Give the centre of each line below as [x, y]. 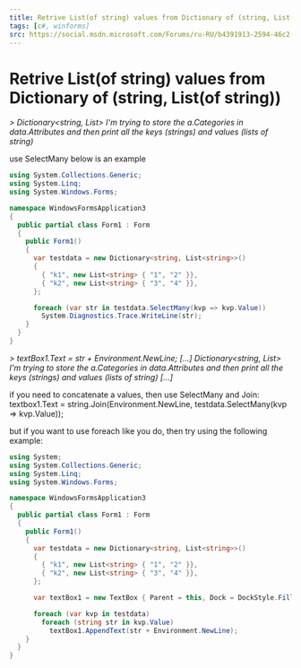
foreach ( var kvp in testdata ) [91, 614]
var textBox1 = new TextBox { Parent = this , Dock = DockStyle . [155, 598]
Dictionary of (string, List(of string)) [146, 97]
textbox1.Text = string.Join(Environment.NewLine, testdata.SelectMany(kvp [148, 403]
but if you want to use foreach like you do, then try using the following [138, 430]
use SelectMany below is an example [77, 159]
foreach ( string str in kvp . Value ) [108, 622]
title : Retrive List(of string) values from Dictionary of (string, [140, 17]
